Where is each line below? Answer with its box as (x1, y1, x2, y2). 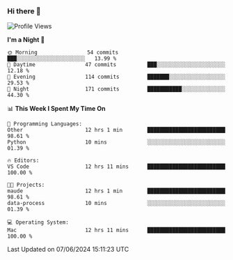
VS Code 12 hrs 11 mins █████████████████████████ (7, 163, 226, 170)
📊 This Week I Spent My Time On (7, 105, 106, 113)
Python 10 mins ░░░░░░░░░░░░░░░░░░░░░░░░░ (7, 139, 226, 146)
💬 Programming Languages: (7, 121, 82, 128)
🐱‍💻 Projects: (7, 181, 45, 189)
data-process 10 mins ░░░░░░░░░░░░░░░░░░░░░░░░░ (7, 200, 226, 207)
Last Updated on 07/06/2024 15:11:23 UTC (7, 245, 129, 254)
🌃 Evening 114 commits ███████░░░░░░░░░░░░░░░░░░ (7, 73, 226, 81)
